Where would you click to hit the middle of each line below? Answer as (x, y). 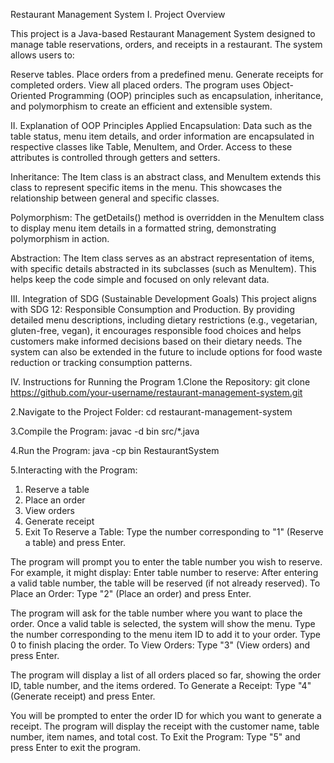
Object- (278, 85)
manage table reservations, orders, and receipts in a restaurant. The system (166, 44)
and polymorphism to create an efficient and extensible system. (141, 106)
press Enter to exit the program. (76, 747)
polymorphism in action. (60, 238)
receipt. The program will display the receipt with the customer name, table (165, 726)
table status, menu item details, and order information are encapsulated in (162, 136)
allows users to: (42, 55)
